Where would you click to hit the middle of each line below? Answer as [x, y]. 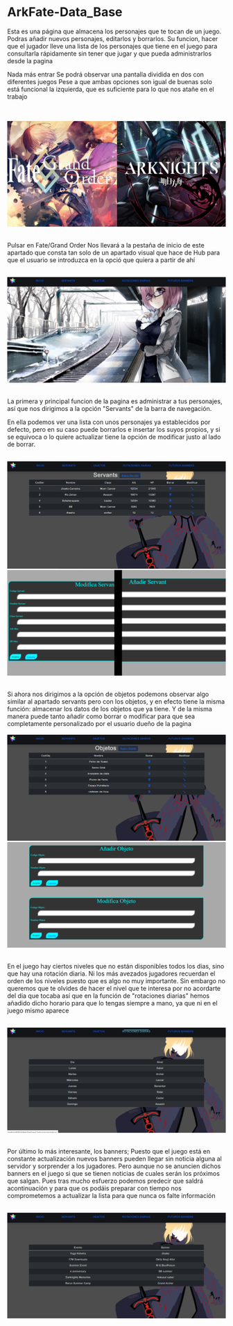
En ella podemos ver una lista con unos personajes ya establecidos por [109, 422]
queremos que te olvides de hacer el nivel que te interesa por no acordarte [114, 988]
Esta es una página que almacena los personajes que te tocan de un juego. [114, 31]
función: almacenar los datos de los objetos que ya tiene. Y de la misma [110, 709]
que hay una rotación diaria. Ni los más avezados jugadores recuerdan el [111, 973]
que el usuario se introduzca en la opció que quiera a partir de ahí [101, 260]
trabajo [17, 96]
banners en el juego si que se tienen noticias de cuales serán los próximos [114, 1173]
